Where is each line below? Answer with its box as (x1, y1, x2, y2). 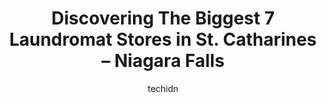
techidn (147, 82, 179, 94)
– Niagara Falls (101, 50, 225, 72)
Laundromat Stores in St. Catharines (9, 28, 317, 51)
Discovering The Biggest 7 (51, 7, 275, 30)
